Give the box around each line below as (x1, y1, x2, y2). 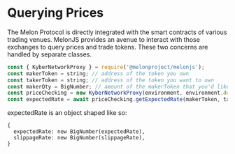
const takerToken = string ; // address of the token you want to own (7, 77, 215, 84)
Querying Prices (7, 5, 104, 21)
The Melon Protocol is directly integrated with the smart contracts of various (7, 28, 227, 36)
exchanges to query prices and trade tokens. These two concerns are (7, 43, 208, 51)
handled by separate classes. (7, 50, 92, 59)
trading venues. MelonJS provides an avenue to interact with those (7, 35, 201, 43)
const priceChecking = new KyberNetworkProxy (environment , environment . (7, 89, 224, 97)
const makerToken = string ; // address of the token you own (7, 70, 190, 77)
